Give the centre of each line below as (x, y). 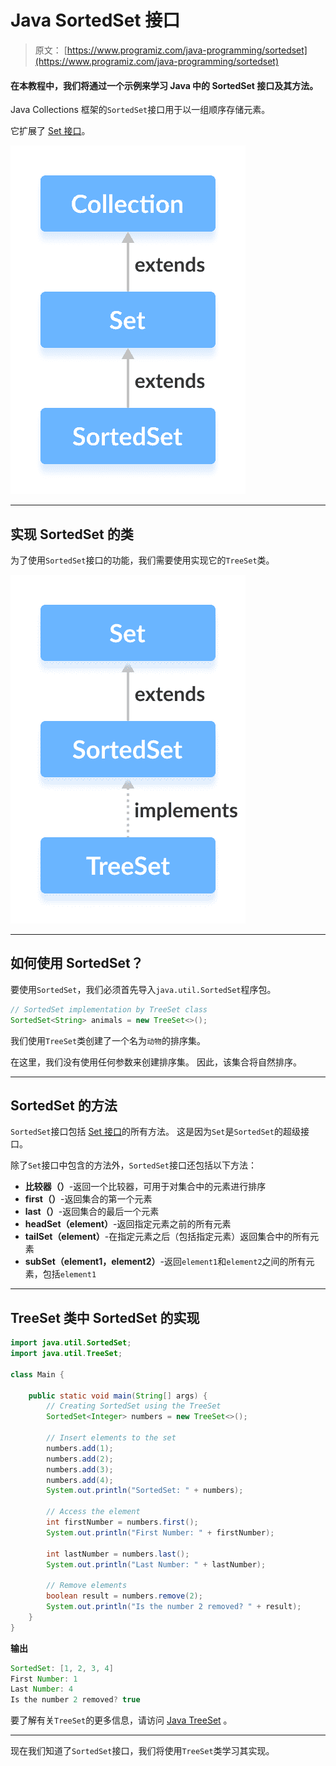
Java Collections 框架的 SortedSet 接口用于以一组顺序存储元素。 (140, 110)
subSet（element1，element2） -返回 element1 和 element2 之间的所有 (165, 1262)
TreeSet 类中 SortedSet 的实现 (105, 1317)
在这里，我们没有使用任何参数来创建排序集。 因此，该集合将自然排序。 (156, 1062)
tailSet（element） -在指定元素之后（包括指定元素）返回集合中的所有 (167, 1237)
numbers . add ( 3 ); (80, 1469)
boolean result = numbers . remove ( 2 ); (124, 1596)
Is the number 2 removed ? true (75, 1700)
